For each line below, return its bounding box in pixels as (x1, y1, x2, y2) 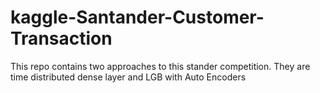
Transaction (10, 27, 113, 50)
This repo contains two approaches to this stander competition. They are (10, 60, 311, 72)
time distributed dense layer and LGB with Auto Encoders (10, 71, 247, 83)
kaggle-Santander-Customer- (10, 6, 265, 29)
